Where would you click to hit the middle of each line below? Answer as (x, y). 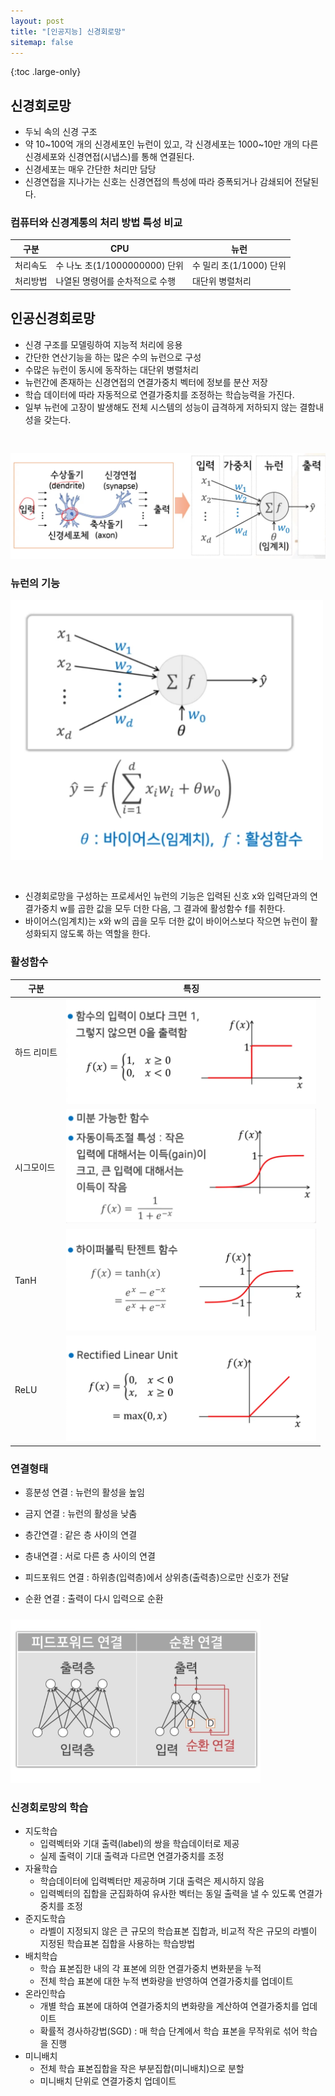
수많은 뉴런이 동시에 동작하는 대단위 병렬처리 (112, 369)
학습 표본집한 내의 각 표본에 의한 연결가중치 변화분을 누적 (150, 1969)
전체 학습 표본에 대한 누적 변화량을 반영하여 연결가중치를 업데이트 (166, 1981)
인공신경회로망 (53, 318)
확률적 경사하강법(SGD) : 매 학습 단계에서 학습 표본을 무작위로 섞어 (169, 2031)
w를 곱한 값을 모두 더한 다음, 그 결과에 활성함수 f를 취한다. (172, 909)
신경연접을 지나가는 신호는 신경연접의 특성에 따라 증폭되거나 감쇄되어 (158, 182)
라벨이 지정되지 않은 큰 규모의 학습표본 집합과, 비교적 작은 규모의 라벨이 (178, 1931)
